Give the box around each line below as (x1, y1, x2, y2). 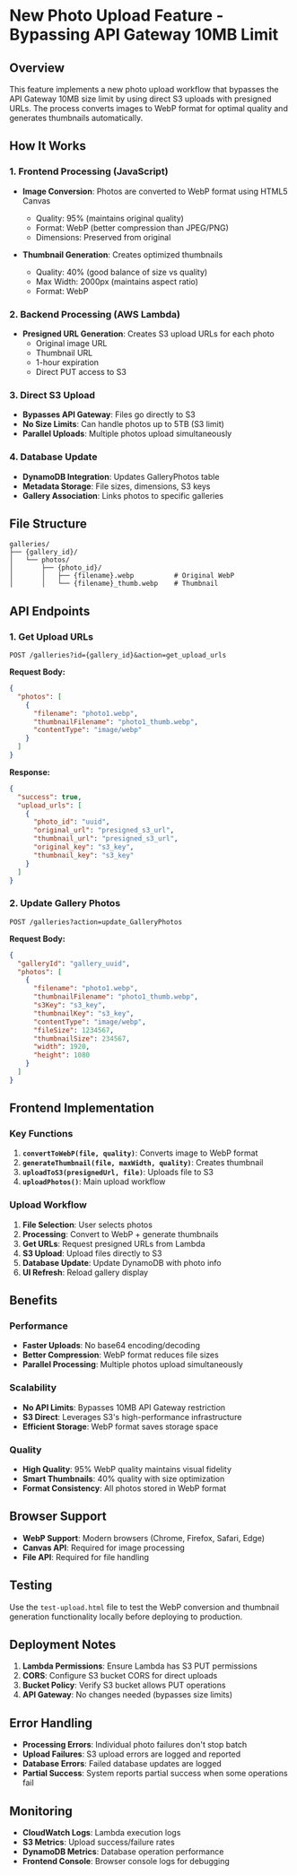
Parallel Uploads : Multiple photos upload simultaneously (22, 428, 232, 440)
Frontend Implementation (9, 1101, 154, 1116)
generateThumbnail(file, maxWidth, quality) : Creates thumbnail (22, 1157, 264, 1168)
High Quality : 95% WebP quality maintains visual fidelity (22, 1464, 231, 1475)
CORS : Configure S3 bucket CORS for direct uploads (22, 1670, 218, 1681)
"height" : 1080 (32, 1051, 91, 1060)
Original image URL (35, 337, 108, 348)
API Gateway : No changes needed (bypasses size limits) (22, 1689, 233, 1700)
